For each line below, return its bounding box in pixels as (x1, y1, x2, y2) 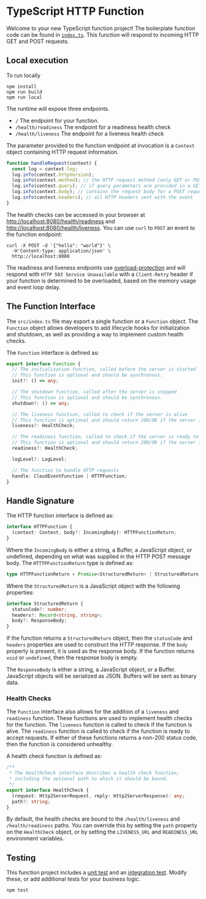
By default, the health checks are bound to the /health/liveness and (6, 815, 180, 822)
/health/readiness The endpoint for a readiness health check (15, 123, 171, 131)
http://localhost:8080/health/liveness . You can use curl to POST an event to (6, 224, 195, 231)
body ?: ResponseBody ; (12, 618, 67, 624)
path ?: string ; (12, 798, 51, 805)
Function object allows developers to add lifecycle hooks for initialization (6, 324, 190, 332)
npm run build (6, 89, 43, 95)
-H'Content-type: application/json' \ (12, 248, 112, 254)
